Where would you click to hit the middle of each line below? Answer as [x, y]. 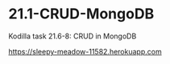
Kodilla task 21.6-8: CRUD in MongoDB [73, 36]
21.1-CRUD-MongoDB [81, 14]
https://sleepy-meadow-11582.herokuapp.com [85, 51]
